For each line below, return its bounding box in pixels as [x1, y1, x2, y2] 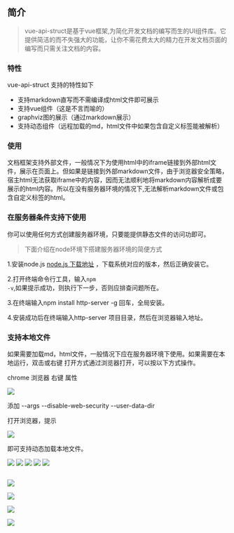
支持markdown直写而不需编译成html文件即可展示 [17, 95, 159, 104]
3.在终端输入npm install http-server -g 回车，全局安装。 [7, 298, 169, 306]
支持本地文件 [7, 332, 51, 342]
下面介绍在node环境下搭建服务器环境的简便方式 [24, 245, 163, 253]
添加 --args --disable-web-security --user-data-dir [7, 402, 156, 410]
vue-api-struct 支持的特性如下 [7, 81, 95, 89]
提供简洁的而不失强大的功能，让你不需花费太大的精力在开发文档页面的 [24, 35, 228, 43]
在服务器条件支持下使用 [7, 212, 86, 222]
